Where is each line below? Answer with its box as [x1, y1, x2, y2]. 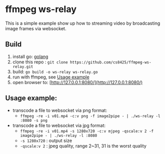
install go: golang [12, 53, 49, 59]
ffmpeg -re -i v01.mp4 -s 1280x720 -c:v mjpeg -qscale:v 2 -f [20, 128, 154, 134]
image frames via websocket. [5, 25, 67, 31]
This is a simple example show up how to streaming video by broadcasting [5, 20, 160, 26]
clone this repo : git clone [12, 59, 68, 65]
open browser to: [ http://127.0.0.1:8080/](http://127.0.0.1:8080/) [12, 79, 143, 85]
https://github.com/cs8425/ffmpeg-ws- [70, 59, 151, 65]
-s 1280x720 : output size [20, 137, 72, 143]
